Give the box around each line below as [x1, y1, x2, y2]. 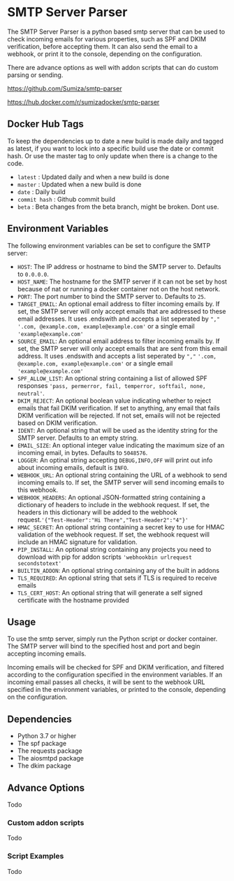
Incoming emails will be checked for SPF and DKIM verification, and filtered [7, 663, 224, 672]
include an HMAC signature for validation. [17, 537, 138, 546]
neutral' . [17, 389, 45, 397]
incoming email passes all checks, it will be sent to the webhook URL [7, 678, 205, 686]
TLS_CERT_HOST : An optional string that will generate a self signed [17, 588, 203, 597]
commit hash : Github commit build [17, 195, 115, 203]
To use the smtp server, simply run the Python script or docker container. [7, 634, 218, 643]
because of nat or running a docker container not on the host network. [17, 284, 221, 293]
